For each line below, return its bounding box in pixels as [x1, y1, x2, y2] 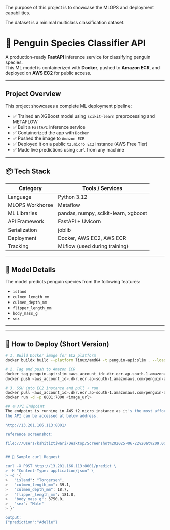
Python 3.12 [58, 193, 88, 200]
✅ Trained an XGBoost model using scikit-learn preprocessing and [12, 112, 155, 119]
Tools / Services [82, 184, 123, 192]
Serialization [8, 226, 37, 233]
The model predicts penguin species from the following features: [5, 279, 141, 285]
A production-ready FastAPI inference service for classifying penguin [5, 54, 151, 60]
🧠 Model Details [5, 265, 56, 274]
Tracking [8, 243, 29, 250]
